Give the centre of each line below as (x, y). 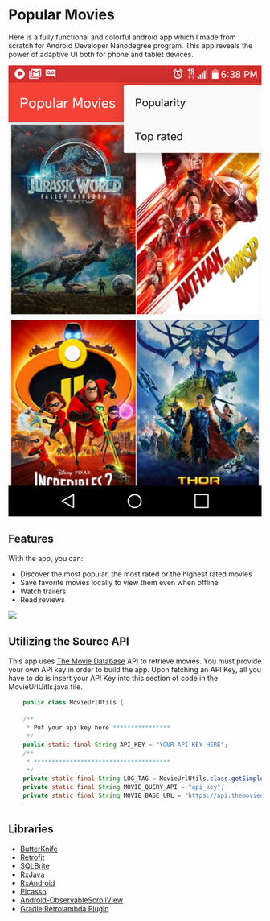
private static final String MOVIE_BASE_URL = (102, 796)
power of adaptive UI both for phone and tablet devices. (101, 54)
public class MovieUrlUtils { (74, 702)
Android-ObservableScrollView (71, 900)
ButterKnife (39, 849)
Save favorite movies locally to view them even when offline (119, 582)
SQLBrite (35, 865)
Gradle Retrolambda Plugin (64, 908)
